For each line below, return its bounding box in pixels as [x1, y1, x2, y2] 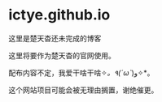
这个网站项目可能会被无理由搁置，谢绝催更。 [8, 85, 159, 95]
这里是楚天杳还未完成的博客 [8, 33, 102, 43]
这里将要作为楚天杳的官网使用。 [8, 50, 116, 60]
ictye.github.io [8, 6, 111, 24]
